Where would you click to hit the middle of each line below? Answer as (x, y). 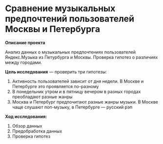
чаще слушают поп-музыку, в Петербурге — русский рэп (72, 107)
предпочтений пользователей (70, 19)
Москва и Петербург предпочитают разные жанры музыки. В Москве (85, 102)
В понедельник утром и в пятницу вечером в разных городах (76, 91)
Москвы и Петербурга (53, 29)
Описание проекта (25, 42)
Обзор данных (27, 126)
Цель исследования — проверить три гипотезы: (56, 72)
